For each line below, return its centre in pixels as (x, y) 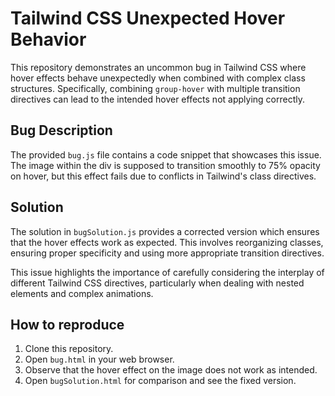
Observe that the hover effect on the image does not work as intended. (171, 370)
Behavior (48, 39)
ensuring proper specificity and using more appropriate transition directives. (167, 253)
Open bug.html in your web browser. (99, 359)
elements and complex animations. (82, 293)
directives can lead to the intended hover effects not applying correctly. (157, 99)
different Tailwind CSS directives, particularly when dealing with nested (157, 283)
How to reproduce (67, 324)
